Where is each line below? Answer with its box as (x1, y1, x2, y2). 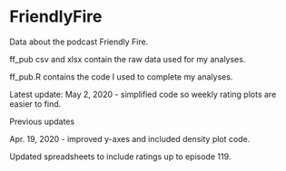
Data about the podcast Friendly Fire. (9, 36, 149, 47)
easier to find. (9, 98, 62, 109)
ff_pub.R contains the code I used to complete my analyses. (9, 71, 233, 82)
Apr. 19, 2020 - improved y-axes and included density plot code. (9, 133, 251, 144)
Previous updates (9, 116, 75, 127)
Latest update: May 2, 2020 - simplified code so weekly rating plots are (9, 89, 277, 100)
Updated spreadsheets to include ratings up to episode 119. (9, 151, 232, 162)
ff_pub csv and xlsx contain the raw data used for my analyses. (9, 53, 246, 64)
